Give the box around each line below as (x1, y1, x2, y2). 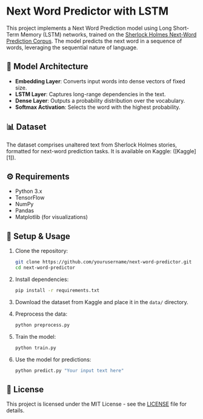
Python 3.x (15, 187, 42, 195)
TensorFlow (15, 194, 45, 201)
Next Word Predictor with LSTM (6, 4, 168, 18)
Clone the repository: (15, 248, 68, 255)
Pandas (15, 207, 35, 214)
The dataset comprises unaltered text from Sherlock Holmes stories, (6, 141, 178, 148)
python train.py (15, 345, 56, 351)
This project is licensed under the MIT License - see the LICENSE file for (6, 400, 187, 408)
